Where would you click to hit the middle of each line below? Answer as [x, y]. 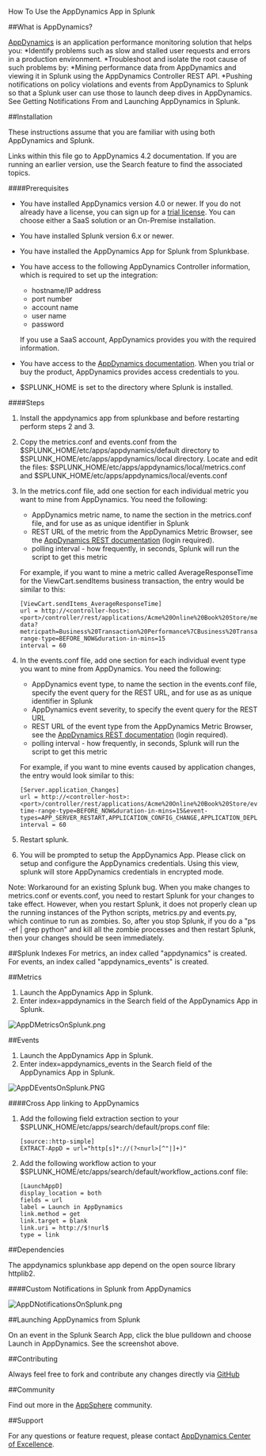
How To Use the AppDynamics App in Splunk [82, 12]
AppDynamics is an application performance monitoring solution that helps [130, 42]
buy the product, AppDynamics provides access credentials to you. [129, 372]
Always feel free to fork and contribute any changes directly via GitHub [124, 1374]
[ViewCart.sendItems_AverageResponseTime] [91, 604]
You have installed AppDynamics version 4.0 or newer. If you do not [130, 203]
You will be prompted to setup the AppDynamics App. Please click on [133, 855]
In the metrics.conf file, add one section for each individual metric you [134, 491]
